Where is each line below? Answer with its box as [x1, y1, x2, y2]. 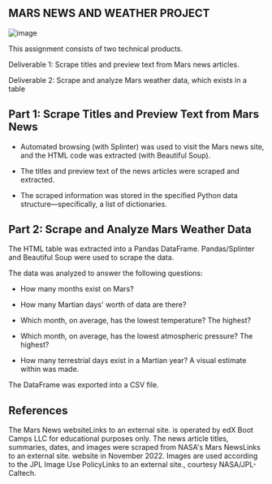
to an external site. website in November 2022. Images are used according [8, 451, 258, 461]
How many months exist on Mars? [19, 284, 134, 294]
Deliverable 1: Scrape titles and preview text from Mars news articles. [8, 59, 240, 69]
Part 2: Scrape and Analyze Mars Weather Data [8, 223, 252, 236]
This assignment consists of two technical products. [8, 44, 183, 54]
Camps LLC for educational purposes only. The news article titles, [8, 434, 229, 443]
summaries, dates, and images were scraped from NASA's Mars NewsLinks [8, 443, 261, 452]
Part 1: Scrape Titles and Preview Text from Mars [8, 107, 260, 121]
